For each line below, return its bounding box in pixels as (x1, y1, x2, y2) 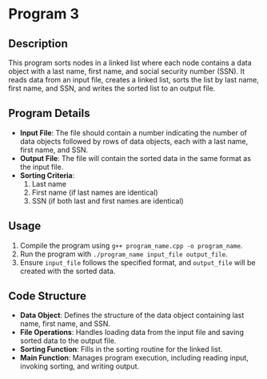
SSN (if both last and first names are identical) (31, 196, 184, 205)
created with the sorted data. (19, 266, 116, 276)
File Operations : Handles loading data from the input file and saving (19, 328, 244, 337)
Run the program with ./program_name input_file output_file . (19, 249, 228, 259)
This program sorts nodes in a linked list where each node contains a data (8, 58, 252, 67)
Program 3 (8, 5, 80, 23)
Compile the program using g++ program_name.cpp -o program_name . (19, 240, 243, 250)
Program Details (8, 107, 90, 120)
